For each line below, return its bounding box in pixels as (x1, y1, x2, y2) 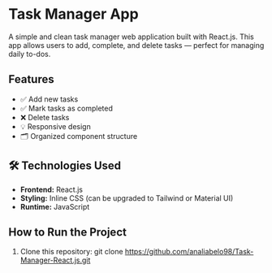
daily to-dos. (8, 49, 51, 58)
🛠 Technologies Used (8, 159, 122, 173)
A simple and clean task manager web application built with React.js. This (8, 32, 254, 41)
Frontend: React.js (19, 184, 84, 194)
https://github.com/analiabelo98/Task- (124, 247, 254, 257)
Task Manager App (8, 5, 140, 24)
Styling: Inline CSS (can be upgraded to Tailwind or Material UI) (19, 193, 234, 203)
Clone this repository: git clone (19, 247, 123, 257)
